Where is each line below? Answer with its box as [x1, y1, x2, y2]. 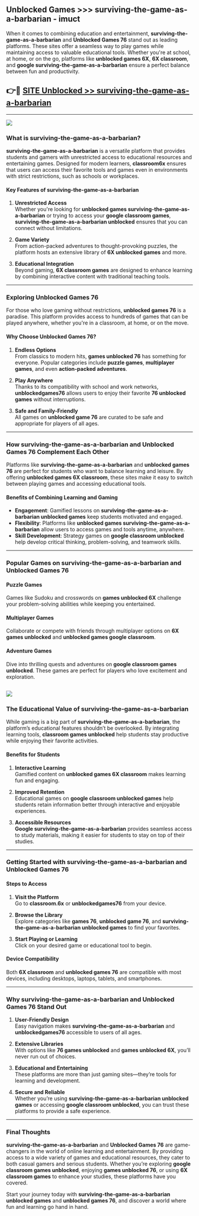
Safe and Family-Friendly [14, 407, 78, 414]
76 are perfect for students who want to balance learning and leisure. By [6, 467, 184, 474]
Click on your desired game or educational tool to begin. [14, 941, 152, 949]
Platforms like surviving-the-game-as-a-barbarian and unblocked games [6, 461, 190, 468]
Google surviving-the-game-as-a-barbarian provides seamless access [14, 825, 192, 832]
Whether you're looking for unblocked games [14, 206, 127, 213]
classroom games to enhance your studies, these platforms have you [6, 1173, 176, 1180]
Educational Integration [14, 260, 74, 267]
